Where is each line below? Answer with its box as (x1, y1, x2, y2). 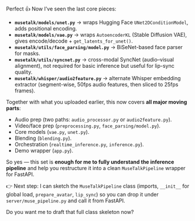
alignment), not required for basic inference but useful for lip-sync (14, 63, 175, 69)
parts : (6, 105, 21, 112)
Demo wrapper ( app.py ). (14, 147, 73, 154)
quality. (14, 68, 33, 75)
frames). (14, 87, 36, 94)
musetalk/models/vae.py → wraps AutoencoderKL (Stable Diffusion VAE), (14, 32, 187, 38)
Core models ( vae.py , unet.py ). (14, 129, 90, 135)
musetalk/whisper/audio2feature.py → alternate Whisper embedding (14, 75, 181, 81)
